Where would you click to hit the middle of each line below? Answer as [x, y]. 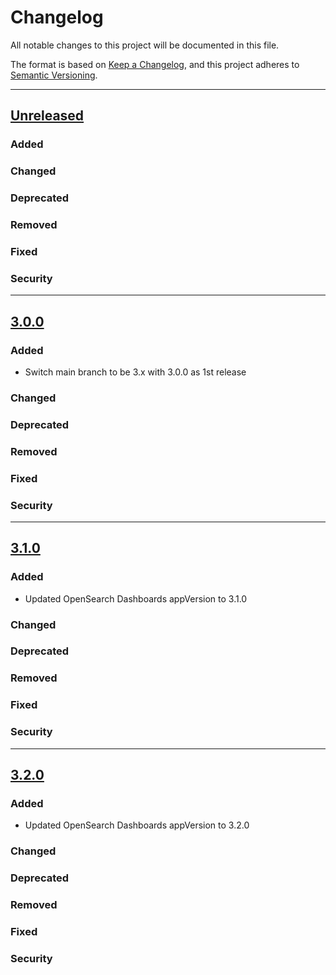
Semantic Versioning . [54, 75]
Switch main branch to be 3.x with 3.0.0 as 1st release [135, 372]
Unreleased [47, 116]
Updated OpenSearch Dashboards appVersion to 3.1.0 [136, 598]
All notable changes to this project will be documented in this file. [145, 45]
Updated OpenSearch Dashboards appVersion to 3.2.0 [137, 825]
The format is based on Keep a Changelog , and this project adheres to [155, 64]
